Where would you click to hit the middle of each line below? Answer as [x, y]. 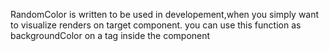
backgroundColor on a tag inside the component [110, 35]
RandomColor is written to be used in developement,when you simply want [165, 14]
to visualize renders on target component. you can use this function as [156, 25]
